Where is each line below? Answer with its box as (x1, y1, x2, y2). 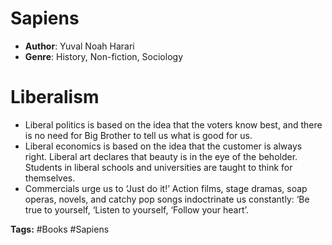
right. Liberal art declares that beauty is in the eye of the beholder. (24, 150, 298, 162)
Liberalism (10, 86, 100, 109)
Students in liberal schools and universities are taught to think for (24, 161, 293, 173)
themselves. (24, 172, 76, 184)
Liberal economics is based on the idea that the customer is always (24, 140, 303, 152)
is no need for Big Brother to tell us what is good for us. (24, 129, 253, 141)
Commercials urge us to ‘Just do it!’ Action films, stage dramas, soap (24, 182, 308, 194)
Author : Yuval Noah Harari (24, 40, 135, 52)
